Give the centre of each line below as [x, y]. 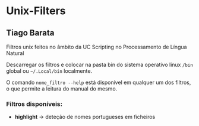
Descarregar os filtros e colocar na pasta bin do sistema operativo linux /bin [99, 64]
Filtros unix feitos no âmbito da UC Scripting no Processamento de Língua [97, 47]
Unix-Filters [36, 11]
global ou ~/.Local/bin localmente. [49, 71]
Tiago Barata [30, 33]
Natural [15, 53]
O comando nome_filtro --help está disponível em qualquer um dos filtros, [99, 82]
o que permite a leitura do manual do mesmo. [62, 89]
